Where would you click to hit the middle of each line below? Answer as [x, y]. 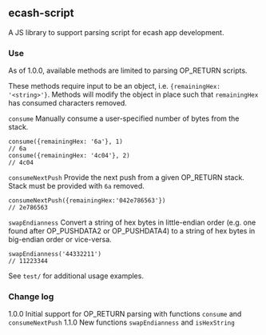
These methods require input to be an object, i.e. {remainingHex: [115, 86]
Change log [31, 297]
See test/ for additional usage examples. [76, 276]
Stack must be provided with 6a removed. [77, 186]
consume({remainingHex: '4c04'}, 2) [69, 156]
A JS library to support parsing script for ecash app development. [116, 32]
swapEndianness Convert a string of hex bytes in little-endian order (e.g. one [132, 222]
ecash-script [41, 13]
